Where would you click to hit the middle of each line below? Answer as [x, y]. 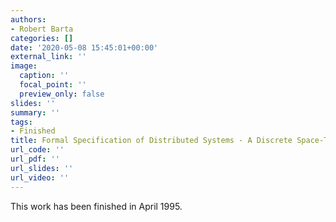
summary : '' [35, 112]
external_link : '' [48, 57]
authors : [28, 19]
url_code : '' [37, 150]
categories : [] [42, 38]
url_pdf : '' [35, 159]
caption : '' [44, 76]
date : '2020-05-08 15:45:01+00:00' [84, 47]
